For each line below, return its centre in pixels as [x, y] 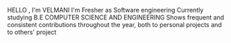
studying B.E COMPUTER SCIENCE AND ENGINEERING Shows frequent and [115, 17]
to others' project [32, 32]
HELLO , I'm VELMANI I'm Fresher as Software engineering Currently [105, 10]
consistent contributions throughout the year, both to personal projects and [114, 25]
